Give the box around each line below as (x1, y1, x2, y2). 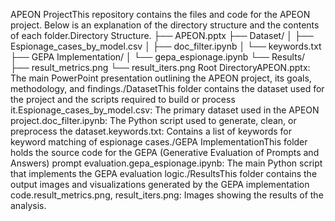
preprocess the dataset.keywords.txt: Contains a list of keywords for (10, 125, 293, 137)
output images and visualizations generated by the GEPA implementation (10, 179, 310, 190)
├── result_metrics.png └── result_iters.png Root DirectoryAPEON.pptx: (10, 62, 311, 73)
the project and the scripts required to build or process (10, 94, 236, 105)
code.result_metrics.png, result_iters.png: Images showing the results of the (10, 189, 324, 201)
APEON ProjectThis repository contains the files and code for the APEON (10, 9, 311, 20)
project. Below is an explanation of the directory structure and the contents (10, 19, 320, 31)
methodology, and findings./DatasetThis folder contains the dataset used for (10, 83, 325, 94)
